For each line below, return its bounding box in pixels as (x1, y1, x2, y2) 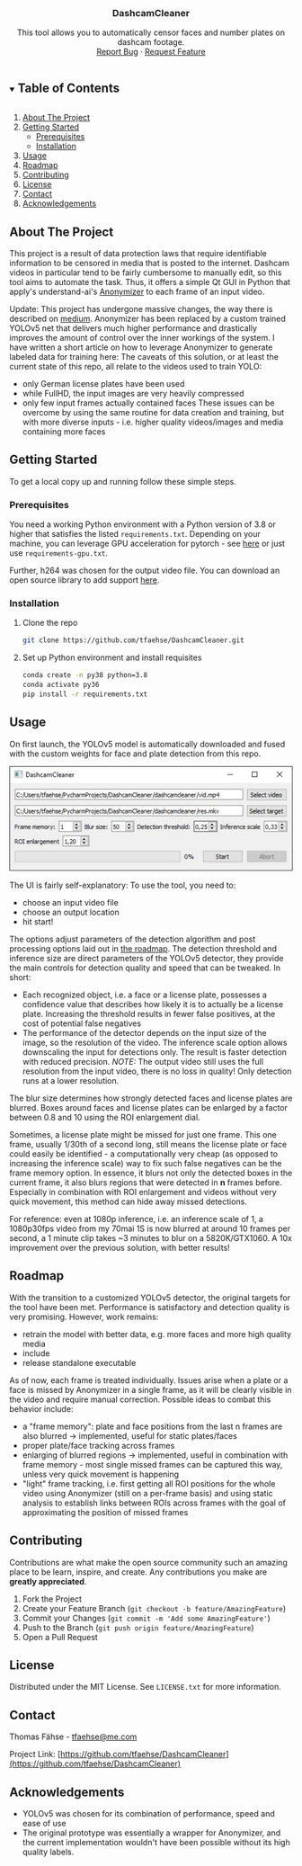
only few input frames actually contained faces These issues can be (22, 397, 275, 408)
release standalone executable (22, 1357, 137, 1368)
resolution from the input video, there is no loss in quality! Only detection (22, 1066, 292, 1076)
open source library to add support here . (9, 575, 160, 585)
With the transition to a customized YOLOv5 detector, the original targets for (9, 1292, 290, 1303)
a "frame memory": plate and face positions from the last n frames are (22, 1421, 283, 1432)
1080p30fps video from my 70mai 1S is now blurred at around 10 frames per (9, 1223, 290, 1234)
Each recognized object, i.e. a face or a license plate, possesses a (22, 989, 268, 1000)
